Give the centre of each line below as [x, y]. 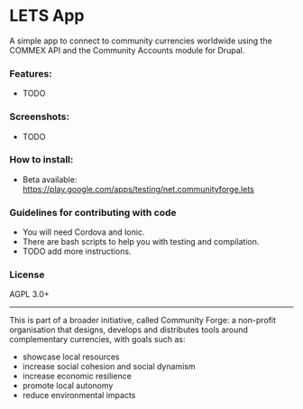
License [27, 274]
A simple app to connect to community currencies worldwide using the [141, 41]
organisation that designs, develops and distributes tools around [129, 330]
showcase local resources [71, 357]
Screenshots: [40, 116]
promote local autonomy [68, 386]
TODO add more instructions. [77, 251]
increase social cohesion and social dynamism [109, 367]
